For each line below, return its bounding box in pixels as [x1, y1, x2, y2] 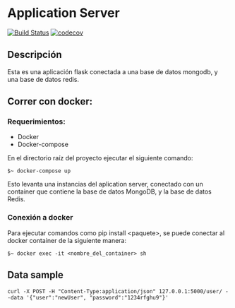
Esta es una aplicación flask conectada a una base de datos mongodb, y [7, 67, 218, 76]
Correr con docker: [7, 95, 93, 107]
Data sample [7, 269, 64, 281]
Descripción [7, 49, 62, 61]
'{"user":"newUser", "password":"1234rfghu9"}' [25, 294, 169, 301]
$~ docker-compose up [7, 167, 71, 174]
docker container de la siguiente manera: [7, 236, 127, 244]
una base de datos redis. [7, 75, 80, 83]
